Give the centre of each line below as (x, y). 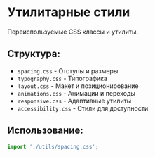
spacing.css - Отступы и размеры (68, 70)
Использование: (45, 131)
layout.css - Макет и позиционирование (78, 86)
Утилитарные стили (69, 12)
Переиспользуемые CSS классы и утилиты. (73, 32)
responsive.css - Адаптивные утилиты (74, 101)
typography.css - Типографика (62, 78)
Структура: (34, 54)
